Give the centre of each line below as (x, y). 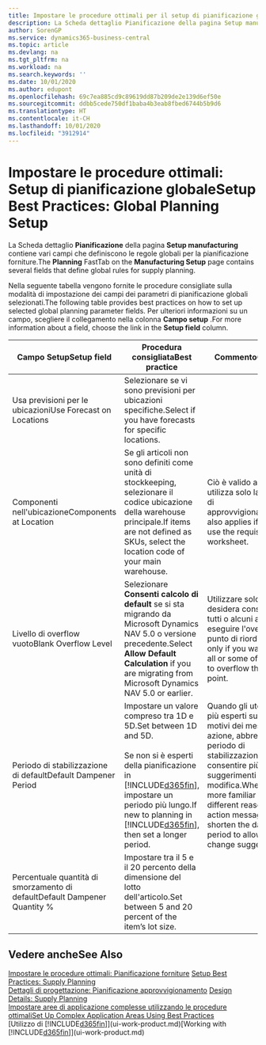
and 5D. (139, 735)
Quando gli (227, 705)
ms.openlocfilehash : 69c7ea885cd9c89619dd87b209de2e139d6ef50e (115, 97)
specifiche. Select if (160, 410)
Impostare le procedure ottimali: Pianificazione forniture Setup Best (118, 974)
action (219, 815)
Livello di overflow (46, 633)
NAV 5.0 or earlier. (159, 693)
